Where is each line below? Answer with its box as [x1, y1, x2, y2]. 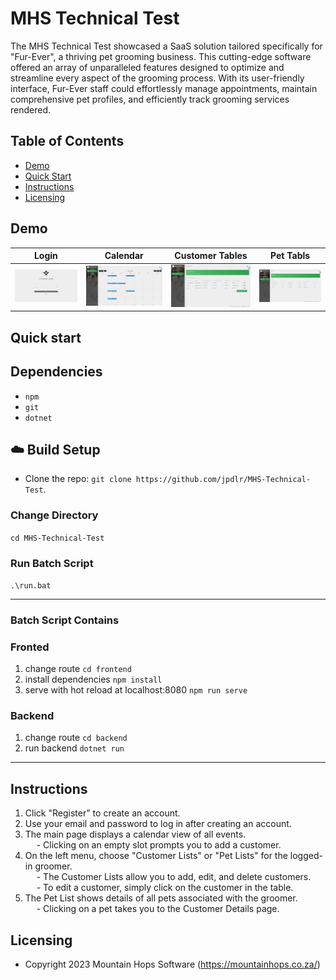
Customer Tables [174, 250, 248, 262]
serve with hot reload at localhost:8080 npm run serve [24, 684, 248, 696]
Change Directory [10, 508, 99, 522]
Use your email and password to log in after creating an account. [24, 818, 292, 830]
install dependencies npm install [24, 673, 163, 686]
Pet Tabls [270, 250, 311, 262]
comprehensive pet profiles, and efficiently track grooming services [10, 93, 290, 105]
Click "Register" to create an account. [24, 807, 181, 819]
